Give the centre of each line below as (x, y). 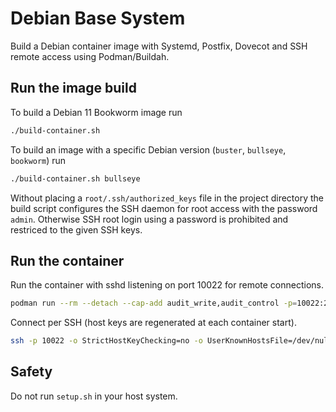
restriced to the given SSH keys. (76, 229)
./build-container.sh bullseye (75, 178)
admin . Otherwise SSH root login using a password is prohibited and (149, 219)
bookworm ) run (38, 160)
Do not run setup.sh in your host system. (94, 396)
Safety (31, 372)
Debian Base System (98, 18)
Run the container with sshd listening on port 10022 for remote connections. (167, 285)
